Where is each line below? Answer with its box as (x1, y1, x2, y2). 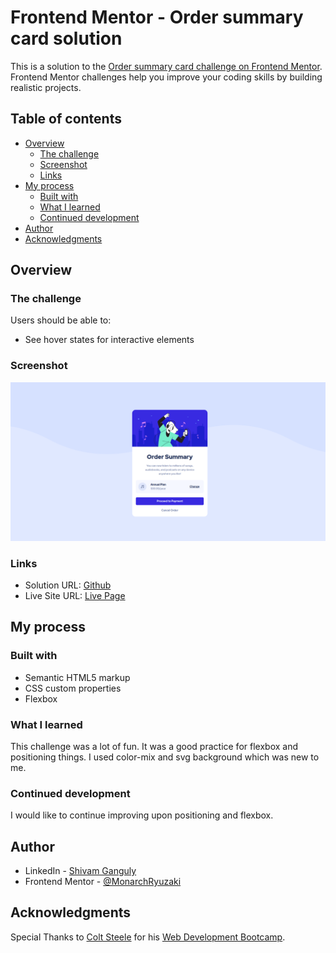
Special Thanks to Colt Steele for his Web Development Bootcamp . (10, 931, 286, 943)
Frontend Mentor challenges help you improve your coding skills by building (10, 71, 323, 83)
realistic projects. (10, 81, 82, 93)
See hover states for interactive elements (24, 334, 195, 346)
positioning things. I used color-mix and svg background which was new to (10, 751, 320, 763)
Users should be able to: (10, 314, 112, 326)
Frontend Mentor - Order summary (10, 6, 304, 29)
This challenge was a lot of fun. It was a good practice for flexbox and (10, 740, 298, 752)
